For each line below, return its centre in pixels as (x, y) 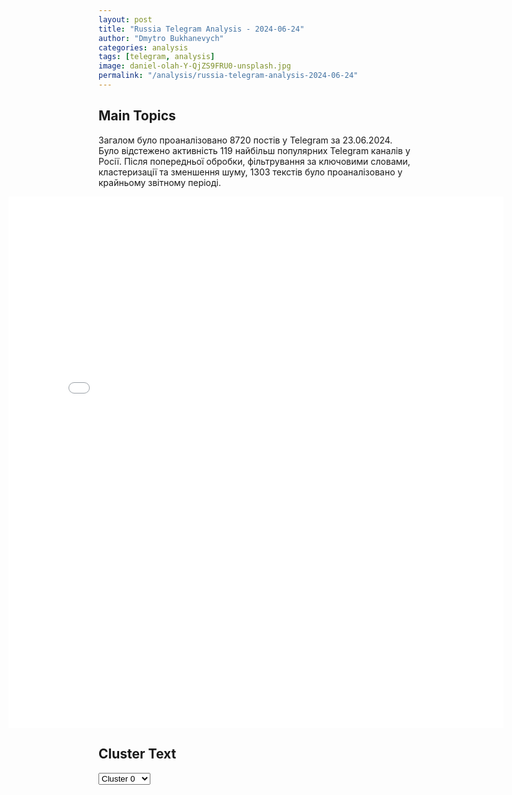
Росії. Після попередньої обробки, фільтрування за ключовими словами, (254, 161)
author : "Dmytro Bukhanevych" (161, 38)
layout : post (125, 19)
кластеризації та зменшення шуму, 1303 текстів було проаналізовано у (250, 172)
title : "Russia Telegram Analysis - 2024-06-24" (201, 29)
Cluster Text (137, 754)
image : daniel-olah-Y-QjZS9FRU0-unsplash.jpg (194, 66)
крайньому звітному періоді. (159, 182)
